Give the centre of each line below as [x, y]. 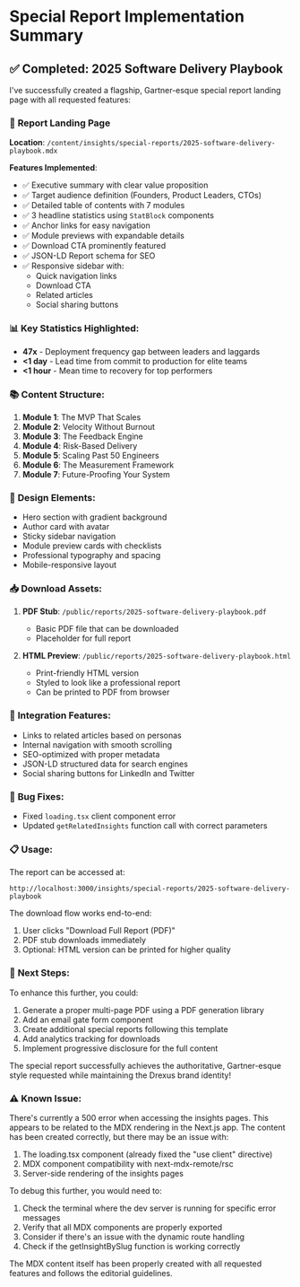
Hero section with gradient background [94, 517]
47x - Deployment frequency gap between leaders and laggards [141, 351]
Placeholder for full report [83, 638]
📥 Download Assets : [56, 589]
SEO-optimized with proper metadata [91, 754]
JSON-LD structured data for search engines [105, 764]
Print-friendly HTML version [87, 673]
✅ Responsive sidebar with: [73, 266]
